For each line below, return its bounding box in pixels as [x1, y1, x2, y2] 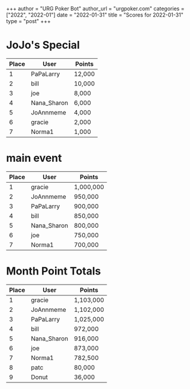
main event [6, 151, 62, 165]
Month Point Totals [6, 264, 101, 278]
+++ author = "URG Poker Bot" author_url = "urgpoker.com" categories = [6, 5, 185, 12]
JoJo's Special [6, 39, 80, 52]
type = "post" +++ [6, 18, 51, 24]
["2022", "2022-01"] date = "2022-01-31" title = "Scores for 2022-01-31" [6, 11, 183, 18]
